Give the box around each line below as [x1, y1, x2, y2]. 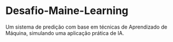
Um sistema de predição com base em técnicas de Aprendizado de [5, 23, 168, 30]
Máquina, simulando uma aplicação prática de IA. [5, 29, 124, 36]
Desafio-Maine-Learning [5, 4, 129, 17]
